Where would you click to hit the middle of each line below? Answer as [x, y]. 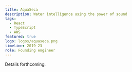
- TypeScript [23, 28]
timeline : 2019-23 [24, 46]
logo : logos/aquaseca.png [31, 41]
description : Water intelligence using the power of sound [66, 14]
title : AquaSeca [21, 9]
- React [17, 23]
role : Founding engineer [30, 50]
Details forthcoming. [26, 64]
